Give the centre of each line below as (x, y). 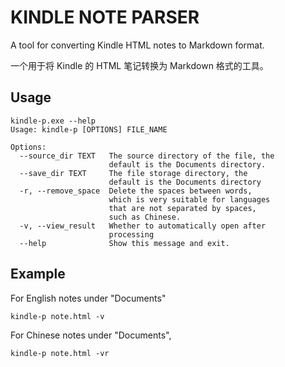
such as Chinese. (145, 217)
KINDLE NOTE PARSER (105, 17)
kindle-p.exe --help (53, 121)
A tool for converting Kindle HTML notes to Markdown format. (137, 45)
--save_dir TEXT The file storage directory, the (133, 173)
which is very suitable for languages (189, 199)
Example (38, 274)
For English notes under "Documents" (88, 298)
